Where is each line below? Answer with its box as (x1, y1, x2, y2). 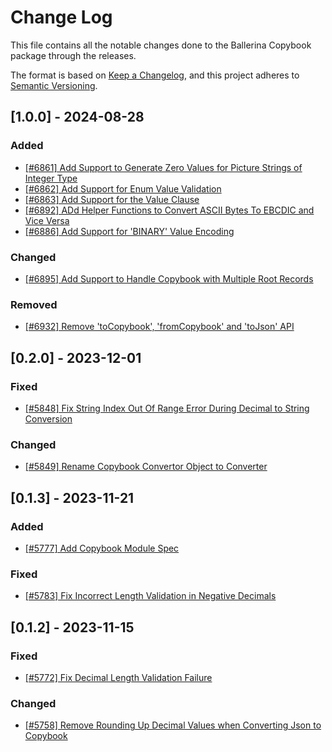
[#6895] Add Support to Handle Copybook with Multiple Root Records (24, 272, 314, 285)
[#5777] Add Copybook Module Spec (24, 542, 180, 554)
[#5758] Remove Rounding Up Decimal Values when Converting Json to (24, 719, 322, 731)
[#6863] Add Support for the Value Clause (24, 193, 200, 205)
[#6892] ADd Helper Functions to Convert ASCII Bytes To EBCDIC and (24, 204, 315, 216)
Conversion (24, 412, 73, 425)
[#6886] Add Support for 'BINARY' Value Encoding (24, 225, 235, 237)
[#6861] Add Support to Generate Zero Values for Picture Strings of (24, 161, 303, 173)
